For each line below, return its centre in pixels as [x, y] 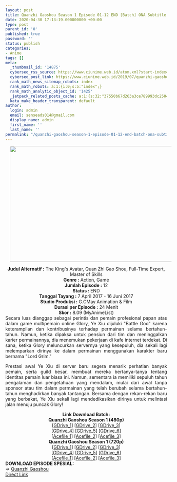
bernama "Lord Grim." [28, 356]
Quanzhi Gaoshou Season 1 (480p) [86, 420]
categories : [18, 48]
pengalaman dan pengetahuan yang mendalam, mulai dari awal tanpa [86, 383]
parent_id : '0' [22, 29]
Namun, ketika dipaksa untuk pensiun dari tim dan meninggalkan [94, 335]
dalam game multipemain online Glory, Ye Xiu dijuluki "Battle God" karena [86, 324]
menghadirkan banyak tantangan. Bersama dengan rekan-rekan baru [93, 394]
